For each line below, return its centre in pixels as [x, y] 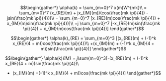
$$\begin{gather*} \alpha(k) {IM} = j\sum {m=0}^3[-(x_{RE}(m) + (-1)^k [77, 58]
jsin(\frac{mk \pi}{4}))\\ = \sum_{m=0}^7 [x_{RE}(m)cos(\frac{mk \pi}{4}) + [83, 18]
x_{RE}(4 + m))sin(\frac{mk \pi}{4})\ [42, 63]
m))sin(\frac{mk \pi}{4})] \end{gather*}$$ [83, 49]
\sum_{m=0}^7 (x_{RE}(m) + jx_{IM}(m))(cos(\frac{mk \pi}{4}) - [83, 13]
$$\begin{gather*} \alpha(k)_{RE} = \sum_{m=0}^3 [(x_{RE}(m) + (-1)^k [83, 38]
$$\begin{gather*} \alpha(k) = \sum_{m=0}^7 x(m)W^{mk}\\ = [83, 8]
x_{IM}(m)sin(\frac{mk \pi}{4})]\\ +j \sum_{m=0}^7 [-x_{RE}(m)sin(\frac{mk [83, 23]
